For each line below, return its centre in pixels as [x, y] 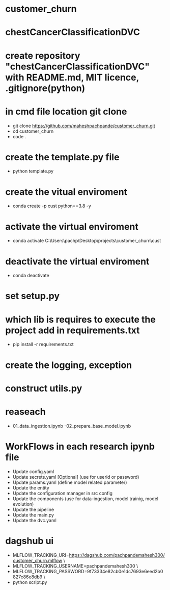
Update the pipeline [33, 509]
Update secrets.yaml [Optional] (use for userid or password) [76, 477]
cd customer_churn [33, 131]
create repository [43, 55]
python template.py [33, 171]
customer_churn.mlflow [37, 560]
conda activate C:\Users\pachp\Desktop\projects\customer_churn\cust [87, 241]
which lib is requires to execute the [81, 319]
